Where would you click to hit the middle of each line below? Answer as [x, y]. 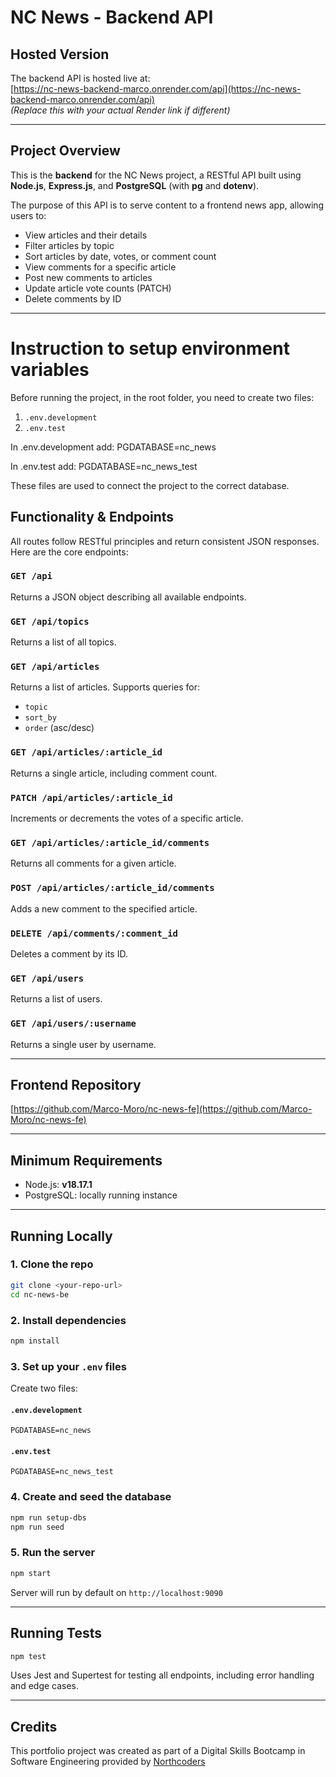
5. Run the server [53, 1553]
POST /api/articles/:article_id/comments [112, 888]
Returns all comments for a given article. [93, 863]
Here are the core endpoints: [69, 552]
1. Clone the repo [52, 1264]
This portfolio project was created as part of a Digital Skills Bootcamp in [158, 1751]
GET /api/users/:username [73, 1024]
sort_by [40, 718]
